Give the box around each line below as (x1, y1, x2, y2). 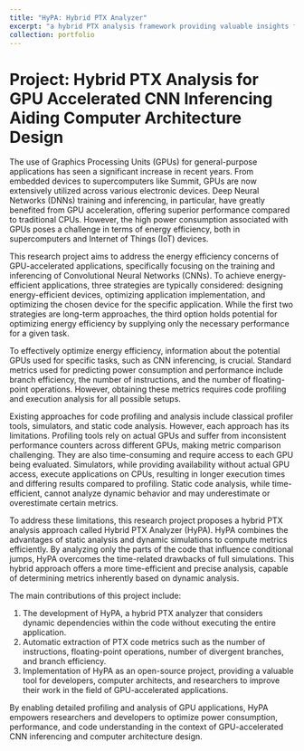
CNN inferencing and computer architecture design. (9, 731, 204, 742)
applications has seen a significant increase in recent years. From (9, 166, 254, 177)
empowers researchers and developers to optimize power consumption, (9, 712, 279, 723)
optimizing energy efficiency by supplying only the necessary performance (9, 318, 290, 329)
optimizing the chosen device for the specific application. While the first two (9, 299, 294, 310)
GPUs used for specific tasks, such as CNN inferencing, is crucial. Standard (9, 355, 292, 366)
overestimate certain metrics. (9, 498, 119, 509)
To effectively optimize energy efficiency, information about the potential (9, 346, 280, 356)
